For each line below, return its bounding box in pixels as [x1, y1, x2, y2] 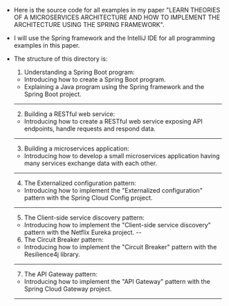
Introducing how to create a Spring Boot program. [24, 75, 166, 84]
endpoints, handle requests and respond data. [24, 124, 156, 133]
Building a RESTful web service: [24, 110, 116, 118]
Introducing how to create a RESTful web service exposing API [24, 117, 203, 125]
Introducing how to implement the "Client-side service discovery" [24, 221, 211, 229]
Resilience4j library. [24, 250, 81, 258]
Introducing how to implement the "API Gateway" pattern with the [24, 278, 211, 285]
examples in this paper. [13, 41, 80, 49]
